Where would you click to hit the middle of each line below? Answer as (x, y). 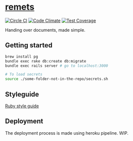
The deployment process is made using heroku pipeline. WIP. (67, 133)
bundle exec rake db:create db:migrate (46, 61)
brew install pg (22, 57)
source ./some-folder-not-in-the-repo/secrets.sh (57, 79)
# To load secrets (24, 75)
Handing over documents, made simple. (45, 30)
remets (20, 7)
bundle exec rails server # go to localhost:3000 (57, 66)
